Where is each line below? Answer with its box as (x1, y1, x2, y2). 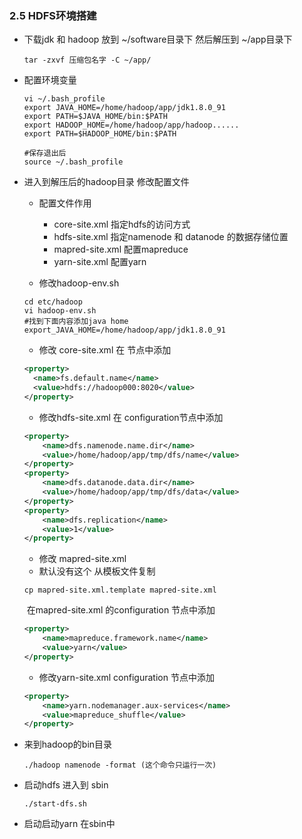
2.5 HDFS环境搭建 (9, 8, 97, 22)
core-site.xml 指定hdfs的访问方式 (53, 218, 191, 231)
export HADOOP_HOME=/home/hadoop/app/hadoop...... (23, 120, 240, 131)
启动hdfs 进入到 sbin (23, 779, 109, 791)
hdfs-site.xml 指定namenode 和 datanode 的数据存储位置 (53, 231, 289, 243)
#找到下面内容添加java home (23, 317, 129, 327)
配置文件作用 (38, 197, 92, 209)
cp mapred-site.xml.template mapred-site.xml (23, 585, 217, 596)
